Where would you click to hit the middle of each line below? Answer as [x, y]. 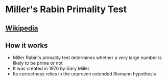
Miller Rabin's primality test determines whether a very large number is [87, 58]
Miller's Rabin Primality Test [66, 9]
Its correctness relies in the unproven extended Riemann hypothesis [84, 74]
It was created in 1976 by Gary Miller [51, 69]
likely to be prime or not [38, 63]
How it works [27, 45]
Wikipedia [22, 28]
